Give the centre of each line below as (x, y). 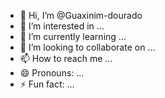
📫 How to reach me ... (66, 58)
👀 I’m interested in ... (62, 26)
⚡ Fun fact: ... (47, 84)
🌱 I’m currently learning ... (73, 36)
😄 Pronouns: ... (52, 73)
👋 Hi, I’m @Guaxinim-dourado (81, 15)
